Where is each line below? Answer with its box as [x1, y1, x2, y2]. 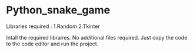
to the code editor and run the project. [6, 40, 99, 47]
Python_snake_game [6, 3, 111, 17]
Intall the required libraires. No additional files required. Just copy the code [6, 34, 188, 41]
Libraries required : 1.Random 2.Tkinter [6, 23, 100, 30]
